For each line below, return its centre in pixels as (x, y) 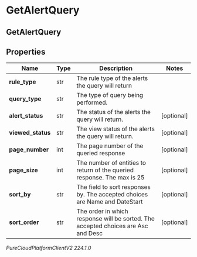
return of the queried (105, 170)
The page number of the (110, 146)
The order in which (102, 211)
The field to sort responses (113, 187)
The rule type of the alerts (112, 78)
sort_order (24, 222)
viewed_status (30, 133)
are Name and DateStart (110, 202)
